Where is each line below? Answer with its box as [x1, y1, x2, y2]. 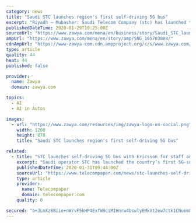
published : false [6, 62, 48, 69]
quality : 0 [16, 197, 43, 203]
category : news [6, 8, 43, 15]
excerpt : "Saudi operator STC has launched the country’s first [16, 159, 176, 165]
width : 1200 [16, 127, 45, 133]
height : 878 [16, 133, 45, 138]
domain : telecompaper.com [21, 192, 85, 198]
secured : [6, 208, 27, 214]
